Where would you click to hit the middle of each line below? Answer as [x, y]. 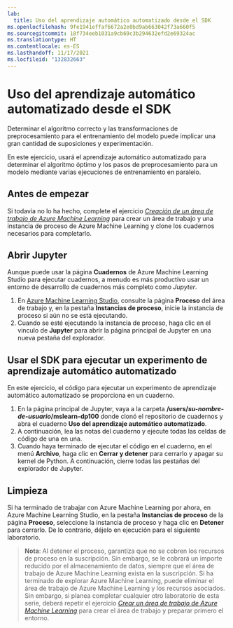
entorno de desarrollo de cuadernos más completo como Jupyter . [102, 287]
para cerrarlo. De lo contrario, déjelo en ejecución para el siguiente [104, 530]
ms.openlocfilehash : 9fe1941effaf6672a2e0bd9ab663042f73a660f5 [101, 27]
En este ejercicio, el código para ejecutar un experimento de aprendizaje [112, 388]
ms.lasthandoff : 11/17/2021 [48, 53]
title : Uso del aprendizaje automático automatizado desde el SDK [112, 20]
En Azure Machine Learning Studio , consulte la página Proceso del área [121, 301]
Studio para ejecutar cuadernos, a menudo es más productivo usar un [108, 280]
